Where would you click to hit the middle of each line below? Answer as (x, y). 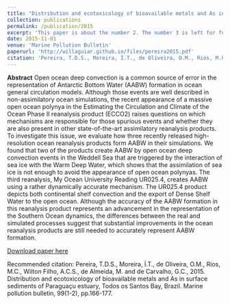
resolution (21, 143)
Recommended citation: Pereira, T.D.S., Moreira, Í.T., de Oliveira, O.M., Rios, (114, 264)
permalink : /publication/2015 (50, 26)
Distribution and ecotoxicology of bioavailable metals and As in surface (107, 279)
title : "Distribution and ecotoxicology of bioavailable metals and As (111, 13)
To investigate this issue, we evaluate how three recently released (100, 136)
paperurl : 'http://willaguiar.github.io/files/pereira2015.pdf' (101, 52)
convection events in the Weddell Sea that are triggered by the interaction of (115, 157)
